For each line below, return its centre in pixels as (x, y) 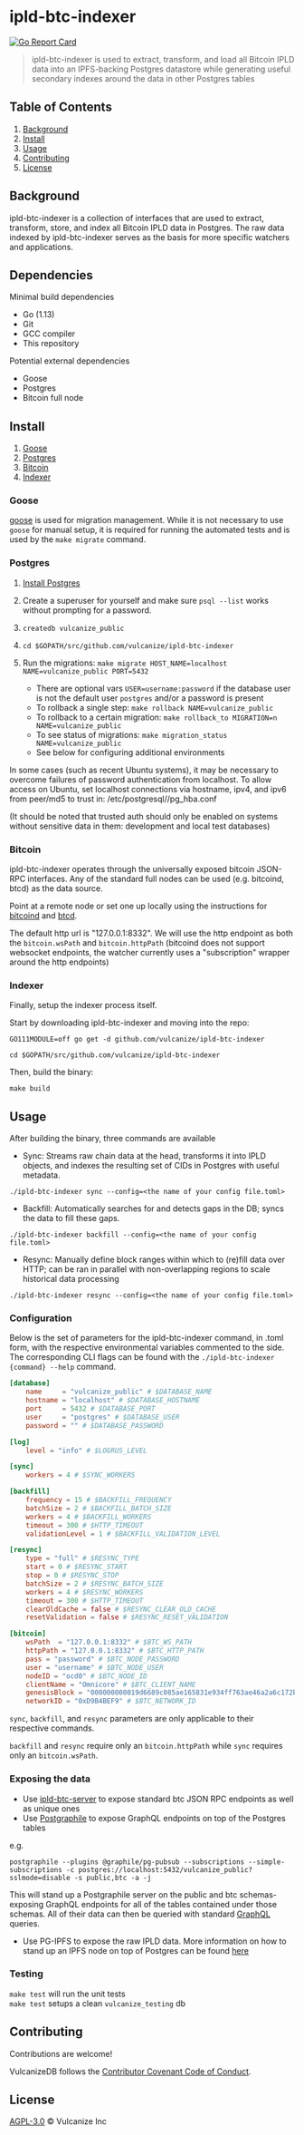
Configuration (41, 1318)
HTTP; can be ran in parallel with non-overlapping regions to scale (147, 1269)
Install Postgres (51, 583)
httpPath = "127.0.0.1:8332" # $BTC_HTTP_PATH (115, 1651)
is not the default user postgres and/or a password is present (150, 698)
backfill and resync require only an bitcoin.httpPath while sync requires (146, 1746)
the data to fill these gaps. (71, 1218)
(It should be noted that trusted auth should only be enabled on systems (144, 816)
